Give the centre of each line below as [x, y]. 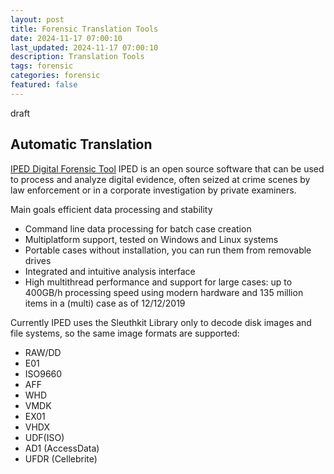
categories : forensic [55, 76]
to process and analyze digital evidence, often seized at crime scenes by [160, 179]
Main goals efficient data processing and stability [111, 209]
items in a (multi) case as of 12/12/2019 [105, 303]
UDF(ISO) [44, 437]
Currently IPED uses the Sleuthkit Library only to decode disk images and [161, 322]
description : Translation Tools [77, 57]
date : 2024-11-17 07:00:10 [66, 38]
